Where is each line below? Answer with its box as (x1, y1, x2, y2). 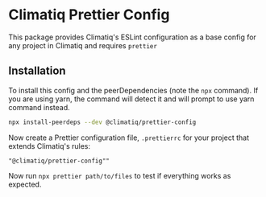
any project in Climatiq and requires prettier (8, 40, 157, 50)
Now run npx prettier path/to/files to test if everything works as (8, 170, 231, 180)
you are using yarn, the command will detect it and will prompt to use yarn (8, 94, 255, 104)
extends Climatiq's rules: (8, 141, 91, 150)
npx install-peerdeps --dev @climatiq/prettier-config (8, 118, 197, 126)
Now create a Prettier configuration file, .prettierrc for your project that (8, 133, 250, 142)
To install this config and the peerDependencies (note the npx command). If (8, 85, 259, 95)
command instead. (8, 102, 70, 112)
